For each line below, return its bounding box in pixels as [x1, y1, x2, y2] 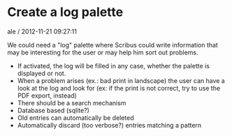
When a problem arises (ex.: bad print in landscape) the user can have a [17, 76, 225, 84]
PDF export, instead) [17, 91, 77, 100]
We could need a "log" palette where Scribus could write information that [7, 40, 218, 49]
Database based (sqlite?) [17, 106, 89, 114]
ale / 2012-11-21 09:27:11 [7, 27, 77, 36]
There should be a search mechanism [17, 98, 126, 107]
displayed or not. [17, 69, 66, 77]
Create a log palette [7, 4, 124, 20]
